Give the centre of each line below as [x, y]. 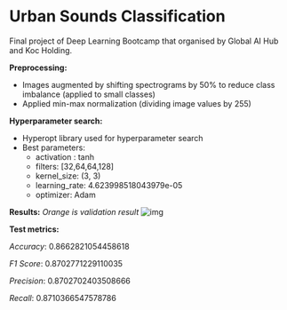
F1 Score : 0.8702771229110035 [66, 263]
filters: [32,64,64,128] [74, 166]
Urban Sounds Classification [117, 16]
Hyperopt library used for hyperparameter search [112, 138]
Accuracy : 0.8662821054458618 [70, 246]
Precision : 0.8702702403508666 [70, 281]
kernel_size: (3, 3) [68, 176]
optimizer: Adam [65, 195]
